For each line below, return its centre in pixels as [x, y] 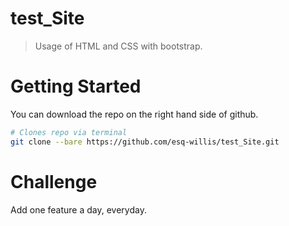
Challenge [54, 181]
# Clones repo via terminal [69, 132]
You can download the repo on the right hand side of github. [134, 114]
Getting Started [76, 86]
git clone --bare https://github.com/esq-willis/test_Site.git [145, 142]
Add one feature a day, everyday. [78, 209]
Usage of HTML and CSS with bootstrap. [118, 46]
